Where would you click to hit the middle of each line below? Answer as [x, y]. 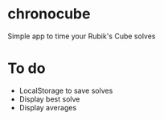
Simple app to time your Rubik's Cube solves [82, 36]
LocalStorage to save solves [66, 90]
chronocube [49, 14]
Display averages [48, 107]
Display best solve [49, 99]
